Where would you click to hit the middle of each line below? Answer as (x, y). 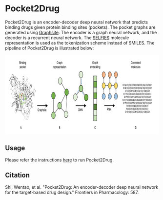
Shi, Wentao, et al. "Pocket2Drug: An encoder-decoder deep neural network (82, 187)
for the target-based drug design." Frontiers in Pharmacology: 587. (72, 192)
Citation (18, 175)
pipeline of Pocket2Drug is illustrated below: (50, 48)
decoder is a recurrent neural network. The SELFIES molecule (67, 38)
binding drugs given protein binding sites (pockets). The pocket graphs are (80, 27)
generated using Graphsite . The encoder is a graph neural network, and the (81, 32)
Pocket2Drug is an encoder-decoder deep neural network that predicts (76, 22)
